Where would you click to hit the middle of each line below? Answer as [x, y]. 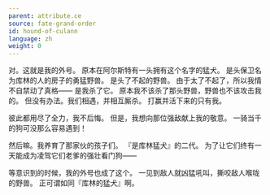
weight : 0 [25, 46]
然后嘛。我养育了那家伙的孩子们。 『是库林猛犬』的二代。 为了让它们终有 [131, 145]
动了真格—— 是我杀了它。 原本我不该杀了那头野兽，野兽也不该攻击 [142, 91]
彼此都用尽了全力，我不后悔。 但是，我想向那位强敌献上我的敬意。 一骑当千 [135, 118]
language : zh [30, 39]
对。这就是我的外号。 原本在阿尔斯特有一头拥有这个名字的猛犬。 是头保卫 [131, 71]
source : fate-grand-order [52, 24]
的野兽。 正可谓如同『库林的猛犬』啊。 [74, 183]
